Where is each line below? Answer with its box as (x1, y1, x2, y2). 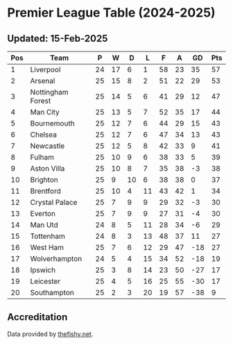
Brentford (30, 186, 61, 196)
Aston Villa (30, 164, 65, 173)
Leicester (30, 276, 61, 286)
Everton (30, 209, 56, 218)
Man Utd (30, 220, 58, 230)
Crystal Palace (30, 198, 78, 207)
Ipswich (30, 265, 56, 275)
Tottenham (30, 231, 66, 241)
